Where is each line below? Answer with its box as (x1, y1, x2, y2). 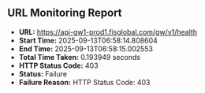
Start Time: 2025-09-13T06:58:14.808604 (18, 35, 158, 45)
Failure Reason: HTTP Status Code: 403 (18, 77, 151, 87)
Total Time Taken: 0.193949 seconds (18, 52, 141, 61)
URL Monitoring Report (7, 6, 123, 20)
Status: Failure (18, 69, 68, 78)
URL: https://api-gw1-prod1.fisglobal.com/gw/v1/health (18, 27, 198, 36)
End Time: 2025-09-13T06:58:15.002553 (18, 43, 153, 54)
